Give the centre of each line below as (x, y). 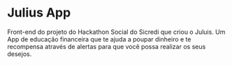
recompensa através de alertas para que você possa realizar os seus (107, 46)
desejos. (20, 54)
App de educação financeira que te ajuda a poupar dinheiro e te (99, 39)
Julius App (39, 13)
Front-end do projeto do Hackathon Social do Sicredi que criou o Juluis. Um (116, 32)
